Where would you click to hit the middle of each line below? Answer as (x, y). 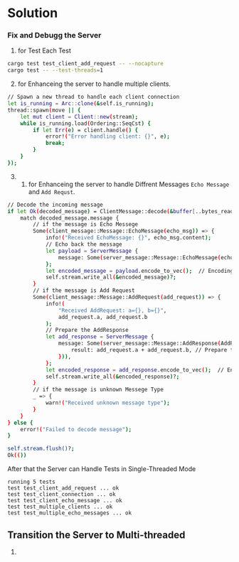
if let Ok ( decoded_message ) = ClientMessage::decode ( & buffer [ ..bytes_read (121, 211)
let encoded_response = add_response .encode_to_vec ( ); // (134, 370)
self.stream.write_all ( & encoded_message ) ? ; (111, 277)
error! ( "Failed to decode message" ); (76, 429)
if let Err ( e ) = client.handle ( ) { (86, 130)
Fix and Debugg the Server (54, 36)
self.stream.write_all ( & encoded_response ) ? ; (112, 377)
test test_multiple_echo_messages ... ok (70, 513)
